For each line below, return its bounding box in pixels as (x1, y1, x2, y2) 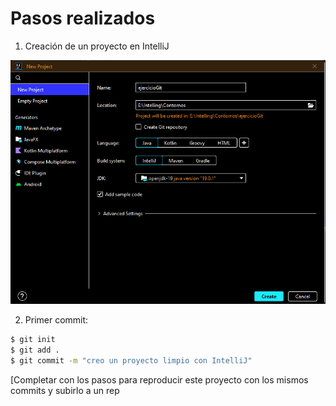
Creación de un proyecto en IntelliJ (24, 40, 170, 52)
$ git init (10, 335, 56, 345)
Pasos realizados (10, 7, 156, 30)
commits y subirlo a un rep (10, 384, 120, 396)
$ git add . (10, 345, 60, 356)
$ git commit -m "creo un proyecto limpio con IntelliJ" (10, 356, 253, 366)
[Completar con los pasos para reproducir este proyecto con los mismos (10, 373, 309, 386)
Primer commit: (24, 314, 89, 326)
